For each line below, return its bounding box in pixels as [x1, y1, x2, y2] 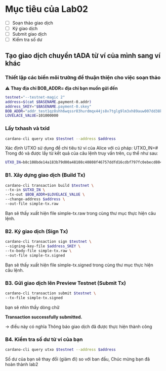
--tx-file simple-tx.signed [5, 295, 63, 300]
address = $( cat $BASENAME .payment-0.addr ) [5, 99, 92, 105]
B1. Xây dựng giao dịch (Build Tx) [5, 172, 85, 179]
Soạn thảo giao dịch [12, 20, 53, 26]
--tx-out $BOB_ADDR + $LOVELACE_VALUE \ [5, 192, 85, 197]
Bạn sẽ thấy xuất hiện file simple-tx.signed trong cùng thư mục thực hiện [5, 262, 154, 268]
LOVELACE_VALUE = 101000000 [5, 113, 58, 118]
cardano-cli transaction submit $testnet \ [5, 291, 96, 296]
